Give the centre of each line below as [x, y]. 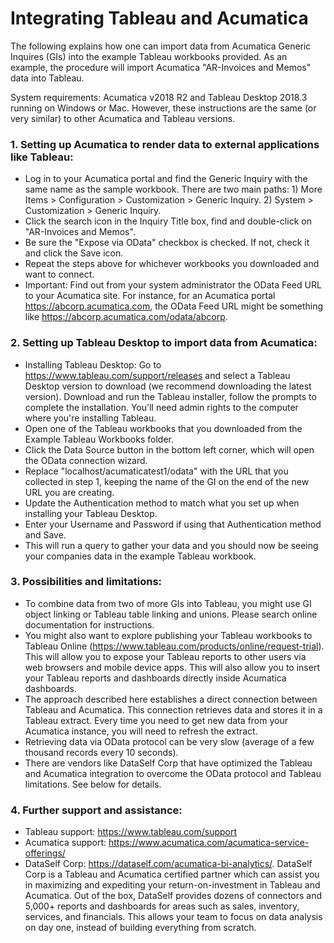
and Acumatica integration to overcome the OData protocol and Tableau [173, 773]
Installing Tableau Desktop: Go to [93, 364]
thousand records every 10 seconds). [101, 752]
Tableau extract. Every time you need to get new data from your [156, 720]
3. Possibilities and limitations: [86, 582]
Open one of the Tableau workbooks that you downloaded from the [163, 428]
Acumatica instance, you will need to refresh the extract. [141, 731]
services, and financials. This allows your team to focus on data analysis [173, 917]
